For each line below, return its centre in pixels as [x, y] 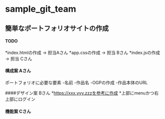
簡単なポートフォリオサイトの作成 [57, 28]
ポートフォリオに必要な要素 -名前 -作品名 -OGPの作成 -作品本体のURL [76, 82]
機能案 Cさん [18, 111]
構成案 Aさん [18, 71]
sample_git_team [41, 9]
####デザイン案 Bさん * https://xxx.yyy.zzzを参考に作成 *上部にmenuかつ [80, 93]
